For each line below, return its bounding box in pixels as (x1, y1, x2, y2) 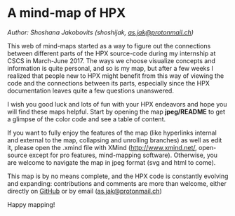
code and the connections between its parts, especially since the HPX (7, 79, 210, 87)
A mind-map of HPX (7, 5, 126, 21)
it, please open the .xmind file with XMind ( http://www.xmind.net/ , (7, 143, 198, 151)
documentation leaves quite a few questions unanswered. (7, 86, 174, 95)
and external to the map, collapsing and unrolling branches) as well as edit (7, 135, 222, 144)
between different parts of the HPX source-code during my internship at (7, 49, 216, 58)
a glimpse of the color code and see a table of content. (7, 114, 166, 123)
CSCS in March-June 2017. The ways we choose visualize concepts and (7, 56, 216, 65)
